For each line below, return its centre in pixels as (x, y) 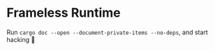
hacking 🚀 (21, 39)
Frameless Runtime (64, 13)
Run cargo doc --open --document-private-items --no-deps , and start (107, 32)
